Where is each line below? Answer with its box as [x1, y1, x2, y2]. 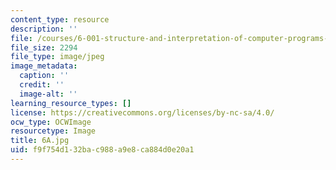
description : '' [10, 24, 78, 34]
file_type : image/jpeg [10, 52, 105, 62]
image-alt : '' [19, 89, 78, 99]
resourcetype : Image [10, 126, 97, 136]
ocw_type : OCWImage [10, 117, 92, 127]
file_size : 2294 [10, 42, 78, 53]
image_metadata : [10, 61, 78, 71]
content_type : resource [10, 14, 110, 25]
